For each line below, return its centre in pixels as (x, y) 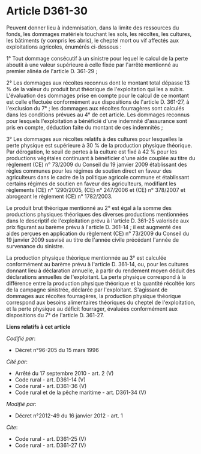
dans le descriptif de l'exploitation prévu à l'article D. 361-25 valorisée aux (98, 221)
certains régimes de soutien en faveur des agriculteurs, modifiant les (91, 184)
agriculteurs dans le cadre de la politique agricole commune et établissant (98, 177)
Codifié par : (21, 338)
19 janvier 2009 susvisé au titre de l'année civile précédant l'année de (92, 240)
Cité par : (17, 362)
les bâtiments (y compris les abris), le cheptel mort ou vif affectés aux (92, 40)
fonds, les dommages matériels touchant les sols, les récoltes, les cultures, (99, 34)
